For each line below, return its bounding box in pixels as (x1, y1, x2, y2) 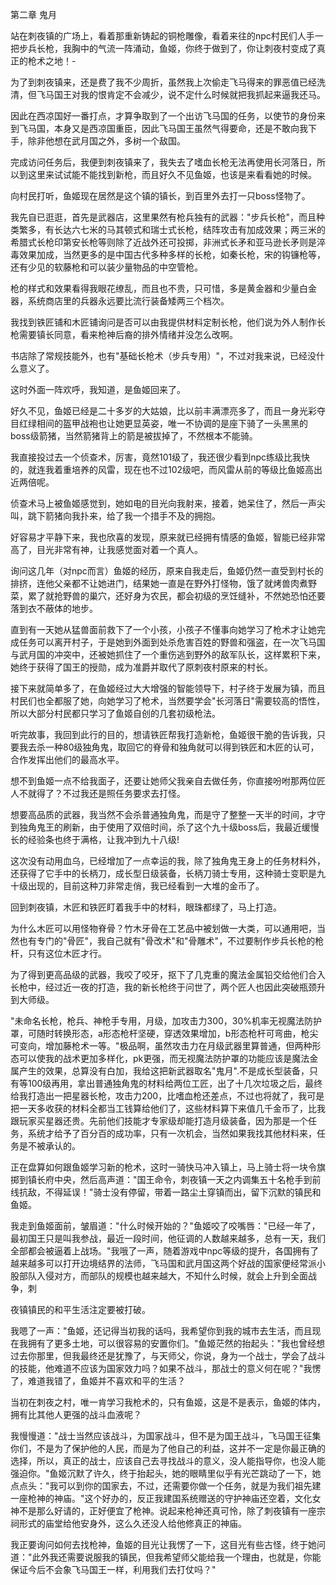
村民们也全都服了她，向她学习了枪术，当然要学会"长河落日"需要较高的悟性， (10, 695, 326, 707)
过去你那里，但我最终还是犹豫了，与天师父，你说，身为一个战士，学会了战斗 (10, 1350, 326, 1362)
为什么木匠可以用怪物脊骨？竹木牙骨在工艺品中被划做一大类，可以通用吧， (10, 923, 317, 934)
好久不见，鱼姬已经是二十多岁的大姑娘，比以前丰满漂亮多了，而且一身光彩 (10, 405, 317, 417)
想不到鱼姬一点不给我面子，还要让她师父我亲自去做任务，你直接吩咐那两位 (10, 775, 317, 787)
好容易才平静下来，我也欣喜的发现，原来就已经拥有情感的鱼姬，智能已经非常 (10, 531, 326, 543)
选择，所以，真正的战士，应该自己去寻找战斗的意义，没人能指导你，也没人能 (10, 1455, 326, 1467)
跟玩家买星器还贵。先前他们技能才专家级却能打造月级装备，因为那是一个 (10, 1115, 308, 1127)
